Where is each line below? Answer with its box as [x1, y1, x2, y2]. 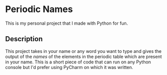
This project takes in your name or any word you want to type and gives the [5, 48, 162, 54]
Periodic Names [5, 4, 73, 15]
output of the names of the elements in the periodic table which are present [5, 53, 162, 59]
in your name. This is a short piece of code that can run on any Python [5, 59, 151, 65]
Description [5, 35, 43, 43]
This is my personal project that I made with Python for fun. [5, 20, 128, 26]
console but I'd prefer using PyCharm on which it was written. [5, 64, 133, 70]
